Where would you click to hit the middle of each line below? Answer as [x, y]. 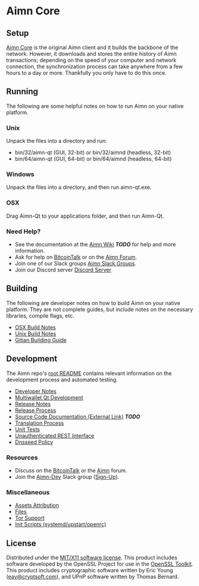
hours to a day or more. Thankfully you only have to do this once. [86, 73]
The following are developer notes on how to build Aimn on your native [93, 303]
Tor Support [30, 518]
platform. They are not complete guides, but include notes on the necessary [99, 309]
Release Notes [33, 404]
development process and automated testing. [62, 379]
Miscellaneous [28, 492]
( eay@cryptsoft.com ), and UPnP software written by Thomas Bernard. [93, 577]
